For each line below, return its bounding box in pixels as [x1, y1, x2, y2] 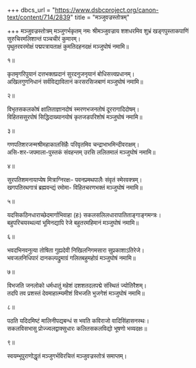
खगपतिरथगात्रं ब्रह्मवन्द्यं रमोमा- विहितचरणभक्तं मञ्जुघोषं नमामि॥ [7, 184, 143, 191]
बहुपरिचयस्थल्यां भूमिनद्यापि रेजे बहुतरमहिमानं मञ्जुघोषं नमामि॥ [7, 219, 139, 226]
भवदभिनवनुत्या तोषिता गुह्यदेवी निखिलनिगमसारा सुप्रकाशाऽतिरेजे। [7, 246, 145, 254]
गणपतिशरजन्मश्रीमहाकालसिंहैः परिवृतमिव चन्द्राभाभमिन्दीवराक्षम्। [7, 140, 140, 149]
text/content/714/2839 [7, 13, 71, 21]
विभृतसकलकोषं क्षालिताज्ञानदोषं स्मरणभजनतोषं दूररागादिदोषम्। [7, 105, 140, 113]
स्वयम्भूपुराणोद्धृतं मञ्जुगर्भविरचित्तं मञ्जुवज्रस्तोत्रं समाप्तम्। [7, 352, 127, 360]
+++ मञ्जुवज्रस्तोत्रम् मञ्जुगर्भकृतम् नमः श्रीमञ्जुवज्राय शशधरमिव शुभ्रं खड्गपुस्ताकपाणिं [7, 27, 189, 35]
